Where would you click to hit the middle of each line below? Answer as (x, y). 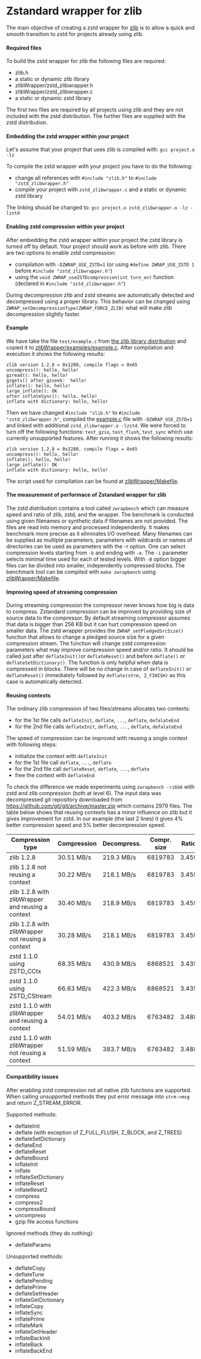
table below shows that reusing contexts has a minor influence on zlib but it (99, 813)
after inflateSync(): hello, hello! (52, 396)
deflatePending (33, 1281)
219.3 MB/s (119, 857)
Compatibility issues (32, 1076)
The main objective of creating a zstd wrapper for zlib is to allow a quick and (100, 28)
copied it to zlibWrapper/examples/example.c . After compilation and (90, 347)
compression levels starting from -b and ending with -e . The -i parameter (97, 552)
